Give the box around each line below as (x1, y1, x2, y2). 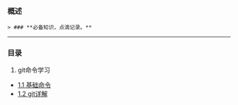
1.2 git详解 (17, 89, 48, 98)
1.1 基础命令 (17, 80, 51, 89)
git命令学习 (17, 66, 51, 74)
